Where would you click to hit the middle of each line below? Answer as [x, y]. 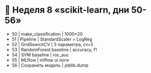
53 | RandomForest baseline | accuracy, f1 [54, 49]
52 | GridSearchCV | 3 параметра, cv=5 [52, 44]
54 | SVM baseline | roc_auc [40, 55]
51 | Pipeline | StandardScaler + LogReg [52, 39]
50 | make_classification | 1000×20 [47, 34]
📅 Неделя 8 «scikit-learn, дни [67, 10]
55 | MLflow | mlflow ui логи [40, 60]
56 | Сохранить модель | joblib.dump [50, 65]
